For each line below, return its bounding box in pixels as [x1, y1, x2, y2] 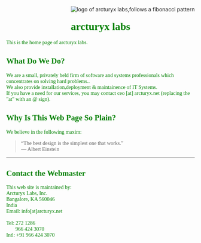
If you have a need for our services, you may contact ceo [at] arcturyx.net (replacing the [6, 90, 190, 96]
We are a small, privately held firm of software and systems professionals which [6, 72, 174, 78]
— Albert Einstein [20, 146, 60, 152]
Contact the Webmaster [6, 168, 86, 178]
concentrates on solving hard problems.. [6, 78, 90, 84]
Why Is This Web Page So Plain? [6, 113, 117, 123]
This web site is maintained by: [6, 184, 72, 190]
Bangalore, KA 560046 [6, 196, 55, 202]
